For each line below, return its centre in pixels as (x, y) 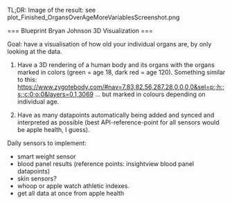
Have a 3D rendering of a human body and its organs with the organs (116, 65)
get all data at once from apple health (71, 193)
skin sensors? (37, 178)
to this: (27, 80)
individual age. (38, 102)
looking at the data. (35, 52)
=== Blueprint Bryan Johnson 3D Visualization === (80, 31)
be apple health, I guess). (53, 130)
